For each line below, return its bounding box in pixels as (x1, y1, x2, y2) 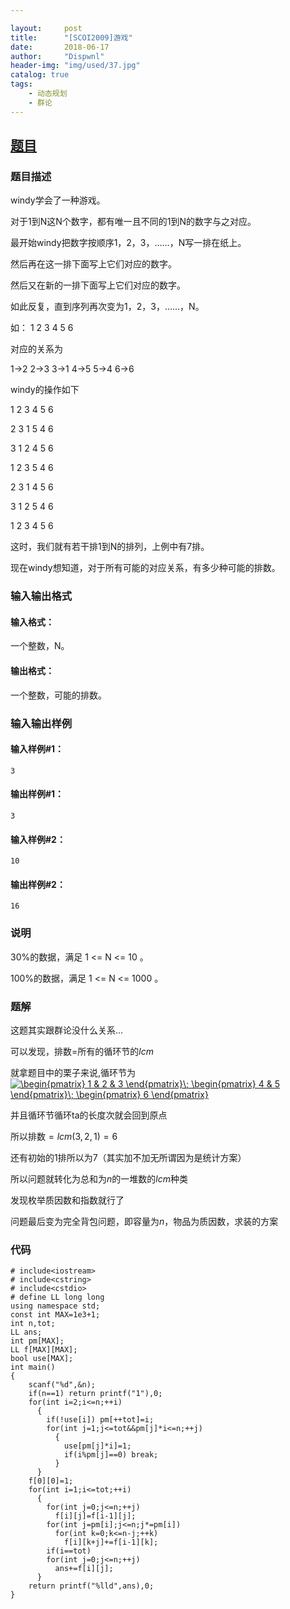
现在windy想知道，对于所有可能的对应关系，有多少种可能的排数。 (10, 562, 281, 574)
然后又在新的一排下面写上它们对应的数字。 (10, 279, 186, 291)
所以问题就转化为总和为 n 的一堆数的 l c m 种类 (10, 1172, 188, 1185)
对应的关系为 (10, 343, 63, 355)
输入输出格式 (10, 589, 73, 603)
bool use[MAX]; (10, 1354, 74, 1364)
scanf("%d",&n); (28, 1380, 97, 1390)
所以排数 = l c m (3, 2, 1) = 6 (10, 1130, 118, 1142)
